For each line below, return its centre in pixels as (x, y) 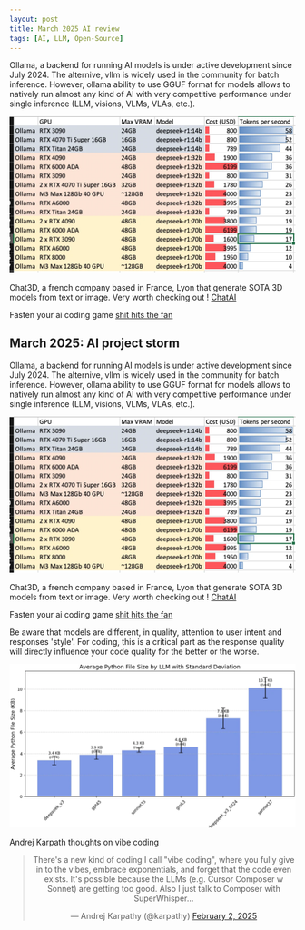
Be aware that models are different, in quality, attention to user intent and (146, 632)
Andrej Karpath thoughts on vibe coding (84, 842)
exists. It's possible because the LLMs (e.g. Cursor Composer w (164, 879)
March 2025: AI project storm (94, 344)
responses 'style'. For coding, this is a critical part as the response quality (147, 641)
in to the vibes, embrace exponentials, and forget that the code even (164, 870)
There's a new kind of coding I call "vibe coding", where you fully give (164, 860)
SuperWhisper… (164, 898)
